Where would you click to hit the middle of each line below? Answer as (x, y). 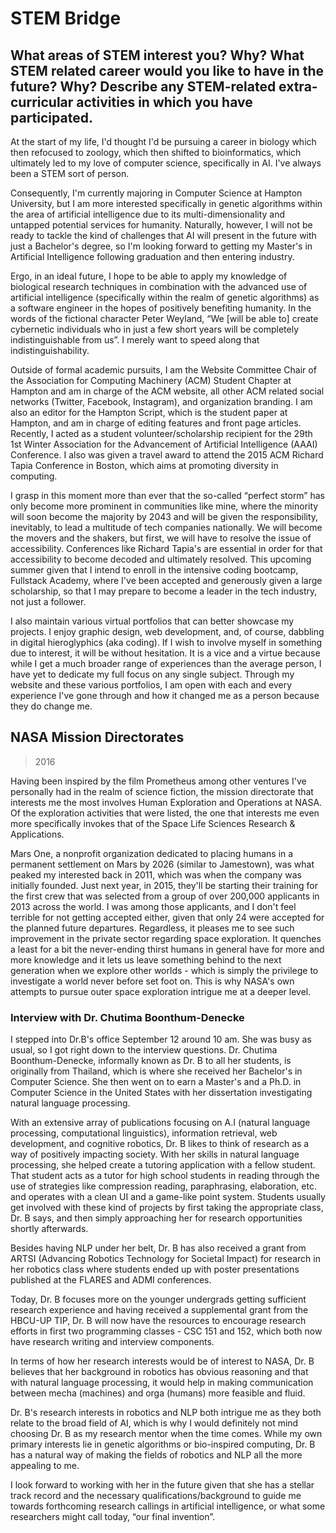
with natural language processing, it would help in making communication (162, 1383)
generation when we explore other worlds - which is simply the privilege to (164, 970)
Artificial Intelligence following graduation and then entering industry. (152, 256)
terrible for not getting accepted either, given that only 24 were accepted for (167, 917)
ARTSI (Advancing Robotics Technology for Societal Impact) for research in (165, 1259)
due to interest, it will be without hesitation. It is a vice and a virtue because (165, 653)
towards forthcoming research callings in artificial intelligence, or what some (168, 1506)
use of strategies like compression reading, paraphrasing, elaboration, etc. (163, 1186)
